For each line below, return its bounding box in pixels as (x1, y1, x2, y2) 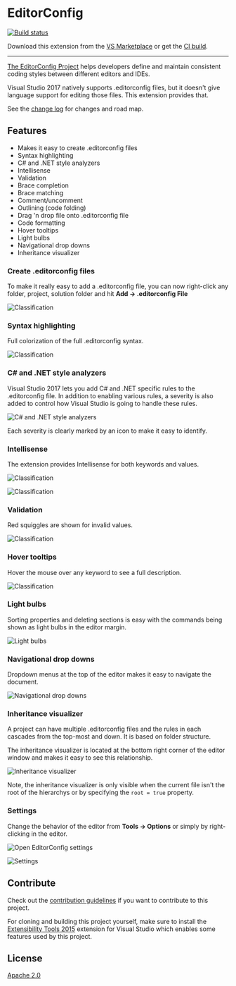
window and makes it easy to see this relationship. (7, 753, 153, 762)
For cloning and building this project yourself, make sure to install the (7, 917, 207, 925)
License (7, 952, 43, 964)
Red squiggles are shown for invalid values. (7, 521, 133, 529)
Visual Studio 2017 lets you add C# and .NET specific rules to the (7, 384, 195, 393)
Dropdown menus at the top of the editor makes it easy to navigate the (7, 670, 212, 679)
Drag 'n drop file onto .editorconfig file (17, 211, 129, 219)
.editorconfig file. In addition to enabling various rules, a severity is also (7, 391, 214, 400)
